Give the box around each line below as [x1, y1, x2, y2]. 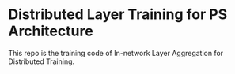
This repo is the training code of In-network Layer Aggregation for [8, 48, 224, 57]
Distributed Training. [8, 57, 75, 66]
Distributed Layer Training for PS [8, 6, 228, 24]
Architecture [8, 22, 93, 40]
